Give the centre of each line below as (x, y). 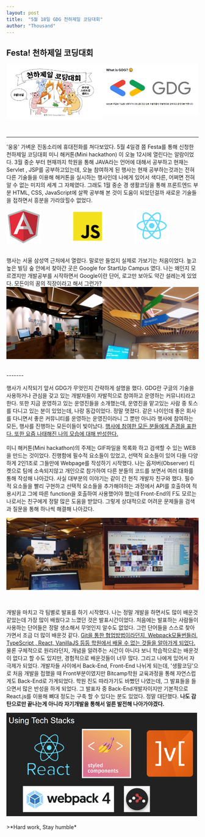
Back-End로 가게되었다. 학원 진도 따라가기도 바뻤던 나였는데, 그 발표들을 (104, 681)
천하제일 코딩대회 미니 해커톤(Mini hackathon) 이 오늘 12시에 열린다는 (90, 154)
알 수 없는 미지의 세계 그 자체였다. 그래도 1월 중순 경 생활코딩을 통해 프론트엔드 (99, 185)
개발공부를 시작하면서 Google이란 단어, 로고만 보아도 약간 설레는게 (106, 276)
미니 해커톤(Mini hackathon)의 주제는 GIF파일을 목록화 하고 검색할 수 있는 (95, 448)
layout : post (23, 13)
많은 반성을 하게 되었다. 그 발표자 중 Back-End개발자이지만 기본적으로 (105, 689)
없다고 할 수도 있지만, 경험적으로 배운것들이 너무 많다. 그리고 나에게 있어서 (100, 658)
